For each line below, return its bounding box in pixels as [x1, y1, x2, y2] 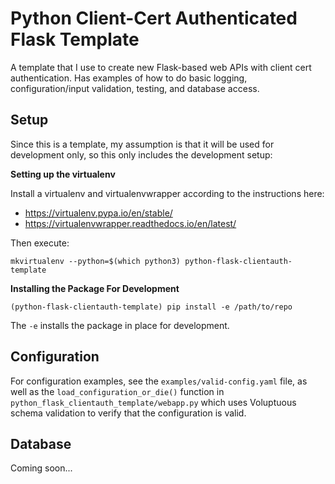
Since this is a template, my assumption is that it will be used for [10, 138, 275, 150]
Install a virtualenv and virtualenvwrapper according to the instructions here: [10, 187, 325, 199]
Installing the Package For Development [10, 282, 180, 294]
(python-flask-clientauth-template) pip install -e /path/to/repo [10, 302, 293, 312]
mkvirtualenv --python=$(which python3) [10, 256, 182, 266]
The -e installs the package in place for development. [10, 319, 230, 331]
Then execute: [10, 237, 70, 249]
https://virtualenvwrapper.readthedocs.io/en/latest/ [24, 217, 237, 229]
